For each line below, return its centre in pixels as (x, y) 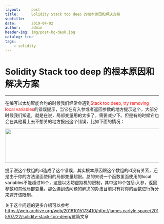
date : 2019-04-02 (29, 23)
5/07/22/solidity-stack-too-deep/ (38, 216)
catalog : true (20, 37)
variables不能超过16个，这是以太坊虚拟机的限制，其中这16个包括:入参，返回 (81, 182)
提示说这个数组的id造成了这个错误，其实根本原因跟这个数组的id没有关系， (79, 170)
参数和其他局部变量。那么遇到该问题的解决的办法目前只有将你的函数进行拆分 (82, 188)
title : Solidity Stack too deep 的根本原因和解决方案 (63, 14)
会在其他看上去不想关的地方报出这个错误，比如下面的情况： (65, 121)
